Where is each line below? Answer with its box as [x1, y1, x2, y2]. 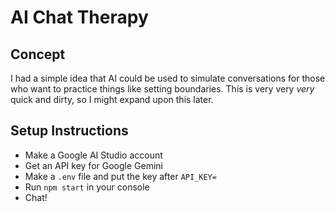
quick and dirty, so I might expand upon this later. [10, 94, 214, 105]
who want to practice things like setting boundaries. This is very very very [10, 83, 315, 95]
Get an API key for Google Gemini [24, 159, 163, 171]
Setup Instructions [10, 122, 129, 140]
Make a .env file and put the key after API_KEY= [24, 170, 217, 182]
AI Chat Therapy [10, 6, 149, 29]
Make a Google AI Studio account [24, 149, 163, 161]
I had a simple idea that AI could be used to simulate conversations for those [10, 72, 326, 84]
